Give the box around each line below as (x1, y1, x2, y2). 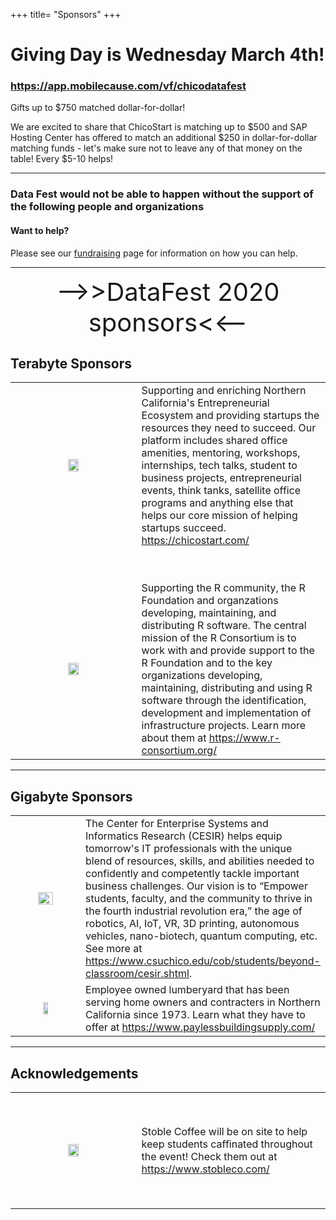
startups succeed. (141, 521, 227, 535)
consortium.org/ (141, 744, 217, 758)
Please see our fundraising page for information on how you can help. (10, 247, 298, 259)
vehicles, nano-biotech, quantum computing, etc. (85, 929, 318, 943)
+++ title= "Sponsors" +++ (10, 9, 122, 20)
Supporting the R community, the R (141, 581, 306, 595)
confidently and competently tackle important (85, 867, 300, 881)
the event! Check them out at (141, 1149, 278, 1163)
